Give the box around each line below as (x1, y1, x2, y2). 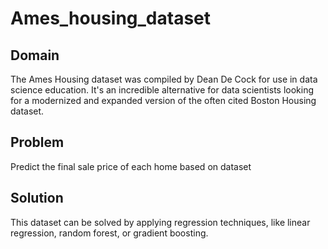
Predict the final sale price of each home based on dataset (10, 160, 252, 172)
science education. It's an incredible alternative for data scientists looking (10, 84, 315, 96)
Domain (10, 47, 60, 64)
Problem (10, 134, 65, 151)
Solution (10, 190, 64, 207)
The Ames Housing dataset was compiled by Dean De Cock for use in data (10, 73, 318, 85)
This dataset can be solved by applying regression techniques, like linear (10, 216, 311, 228)
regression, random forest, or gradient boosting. (10, 227, 209, 239)
